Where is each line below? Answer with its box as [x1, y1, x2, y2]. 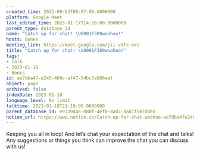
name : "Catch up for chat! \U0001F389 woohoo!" [6, 31, 124, 37]
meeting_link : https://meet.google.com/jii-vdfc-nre [6, 42, 140, 48]
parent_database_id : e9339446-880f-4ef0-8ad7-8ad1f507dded [6, 108, 156, 114]
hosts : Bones [6, 36, 39, 42]
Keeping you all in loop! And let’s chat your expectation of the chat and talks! [6, 131, 194, 138]
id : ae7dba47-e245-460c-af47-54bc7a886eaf [6, 75, 113, 81]
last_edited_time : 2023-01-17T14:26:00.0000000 [6, 20, 127, 26]
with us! [6, 143, 26, 150]
